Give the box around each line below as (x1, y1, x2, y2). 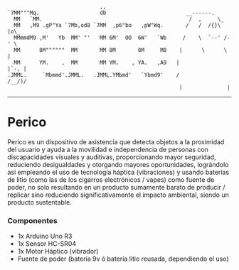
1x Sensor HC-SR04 (17, 239, 77, 248)
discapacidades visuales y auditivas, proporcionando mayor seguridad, (7, 153, 216, 161)
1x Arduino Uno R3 (17, 232, 73, 241)
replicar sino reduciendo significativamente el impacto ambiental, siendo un (7, 190, 229, 199)
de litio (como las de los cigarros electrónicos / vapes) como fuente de (7, 175, 215, 184)
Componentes (7, 215, 58, 225)
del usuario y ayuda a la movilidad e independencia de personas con (7, 145, 208, 153)
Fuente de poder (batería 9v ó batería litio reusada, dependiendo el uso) (17, 254, 229, 263)
